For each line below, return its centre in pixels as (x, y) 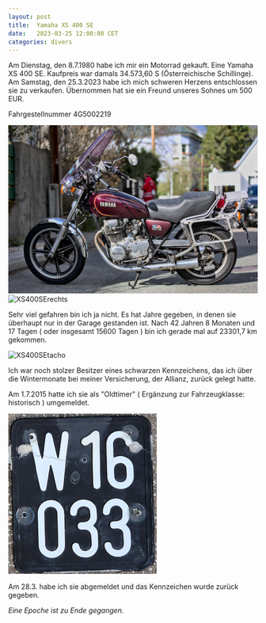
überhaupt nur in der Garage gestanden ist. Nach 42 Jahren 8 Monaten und (132, 323)
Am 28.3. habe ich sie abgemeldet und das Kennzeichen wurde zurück (123, 587)
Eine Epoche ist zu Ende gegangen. (66, 610)
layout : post (30, 17)
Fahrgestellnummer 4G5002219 (60, 114)
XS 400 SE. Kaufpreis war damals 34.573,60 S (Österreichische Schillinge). (131, 74)
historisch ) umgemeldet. (49, 402)
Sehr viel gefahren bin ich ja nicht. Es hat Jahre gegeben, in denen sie (122, 314)
